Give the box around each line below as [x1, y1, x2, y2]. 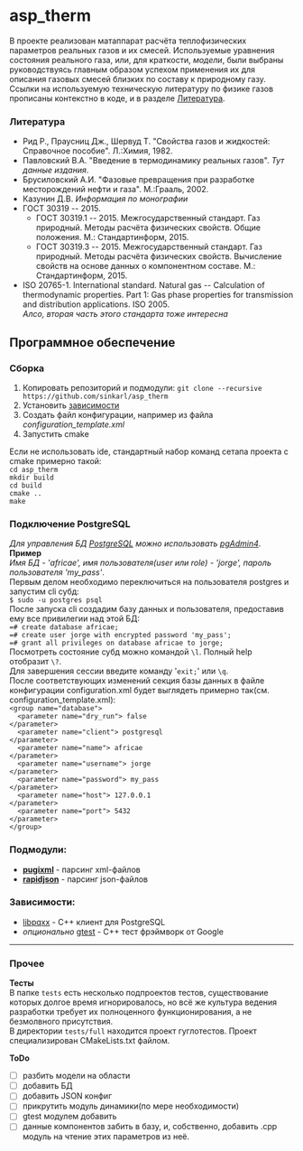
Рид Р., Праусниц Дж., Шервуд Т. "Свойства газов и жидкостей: [22, 136, 271, 147]
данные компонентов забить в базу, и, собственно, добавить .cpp [22, 1121, 278, 1132]
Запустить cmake [22, 428, 90, 439]
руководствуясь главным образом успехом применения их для [9, 64, 255, 75]
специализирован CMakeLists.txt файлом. [9, 1035, 170, 1046]
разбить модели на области [22, 1071, 131, 1081]
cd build [9, 480, 42, 490]
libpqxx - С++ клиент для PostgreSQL [22, 916, 166, 927]
